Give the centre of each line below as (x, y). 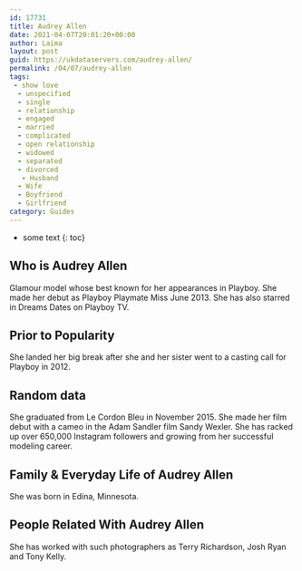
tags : (19, 77)
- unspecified (44, 93)
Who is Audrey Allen (68, 266)
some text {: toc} (54, 237)
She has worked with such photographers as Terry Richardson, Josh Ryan (148, 547)
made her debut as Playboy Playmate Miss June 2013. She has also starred (150, 297)
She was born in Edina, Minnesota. (74, 496)
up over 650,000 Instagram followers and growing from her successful (141, 437)
